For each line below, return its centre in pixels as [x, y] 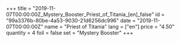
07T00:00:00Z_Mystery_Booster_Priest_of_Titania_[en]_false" [80, 14]
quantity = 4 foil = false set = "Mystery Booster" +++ [70, 33]
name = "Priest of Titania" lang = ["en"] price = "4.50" [110, 26]
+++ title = [19, 8]
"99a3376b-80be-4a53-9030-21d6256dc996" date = [71, 20]
